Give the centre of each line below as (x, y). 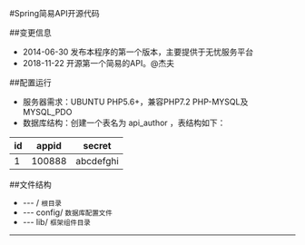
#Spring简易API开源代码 (54, 13)
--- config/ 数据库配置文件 (68, 212)
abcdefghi (98, 161)
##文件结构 (30, 185)
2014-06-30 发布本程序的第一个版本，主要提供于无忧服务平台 (138, 52)
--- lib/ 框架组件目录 (56, 222)
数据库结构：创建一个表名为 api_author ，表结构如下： (124, 122)
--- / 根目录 (42, 203)
